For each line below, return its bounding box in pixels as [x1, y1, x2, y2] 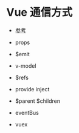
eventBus [15, 109, 39, 116]
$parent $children [15, 97, 61, 105]
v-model [15, 62, 36, 70]
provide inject [15, 85, 50, 92]
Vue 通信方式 [6, 5, 73, 19]
